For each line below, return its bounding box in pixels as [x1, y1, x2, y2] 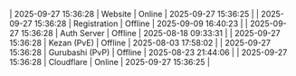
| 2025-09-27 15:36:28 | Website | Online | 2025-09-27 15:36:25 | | [9, 9, 260, 19]
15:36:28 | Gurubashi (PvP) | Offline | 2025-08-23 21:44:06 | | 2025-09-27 [9, 47, 288, 58]
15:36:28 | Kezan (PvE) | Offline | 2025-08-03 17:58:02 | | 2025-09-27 [9, 37, 272, 48]
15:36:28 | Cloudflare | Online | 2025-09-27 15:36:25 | [9, 57, 211, 67]
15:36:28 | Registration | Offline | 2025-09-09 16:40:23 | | [33, 18, 249, 29]
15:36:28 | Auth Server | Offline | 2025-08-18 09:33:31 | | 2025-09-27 [21, 28, 281, 38]
